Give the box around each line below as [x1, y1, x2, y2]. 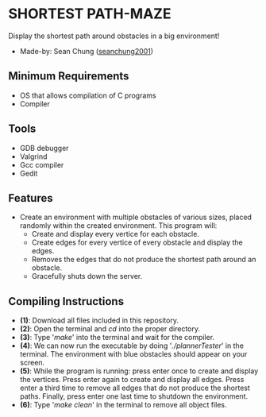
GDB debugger [19, 143, 69, 153]
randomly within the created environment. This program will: [19, 221, 218, 230]
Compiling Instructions [8, 295, 125, 308]
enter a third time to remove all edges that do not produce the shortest [19, 383, 250, 393]
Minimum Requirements [8, 69, 129, 83]
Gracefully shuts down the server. [31, 272, 143, 281]
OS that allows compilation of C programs [19, 91, 156, 100]
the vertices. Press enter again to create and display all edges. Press [19, 375, 245, 384]
